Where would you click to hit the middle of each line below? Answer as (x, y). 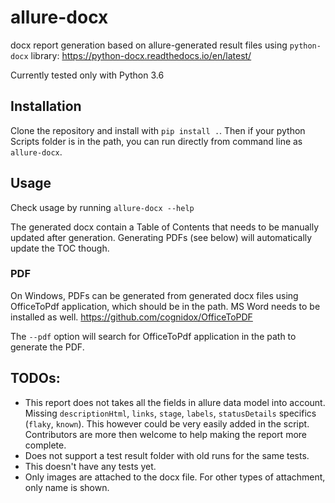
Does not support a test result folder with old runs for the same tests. (167, 455)
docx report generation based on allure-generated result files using (149, 45)
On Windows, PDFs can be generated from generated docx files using (154, 295)
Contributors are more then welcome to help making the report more (165, 434)
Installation (46, 106)
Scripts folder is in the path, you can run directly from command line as (156, 141)
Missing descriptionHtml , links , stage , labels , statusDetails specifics (170, 413)
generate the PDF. (47, 347)
